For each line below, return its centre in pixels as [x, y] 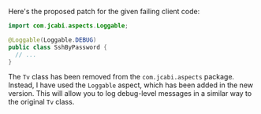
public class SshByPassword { [58, 47]
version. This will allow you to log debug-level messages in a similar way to [130, 94]
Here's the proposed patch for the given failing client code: [104, 11]
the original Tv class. [41, 102]
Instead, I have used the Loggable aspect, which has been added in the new [131, 85]
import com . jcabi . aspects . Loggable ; [68, 26]
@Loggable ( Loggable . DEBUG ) [52, 40]
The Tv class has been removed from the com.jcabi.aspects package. [121, 77]
